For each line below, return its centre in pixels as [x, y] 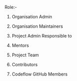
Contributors [25, 64]
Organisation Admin [32, 17]
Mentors [20, 45]
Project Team [25, 55]
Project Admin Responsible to [42, 36]
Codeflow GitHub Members [39, 74]
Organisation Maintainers [37, 26]
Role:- [11, 7]
